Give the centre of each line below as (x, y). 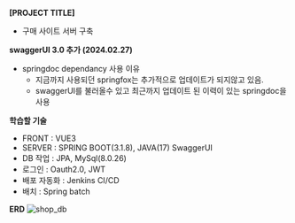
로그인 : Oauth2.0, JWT (64, 169)
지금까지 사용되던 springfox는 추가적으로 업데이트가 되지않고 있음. (149, 80)
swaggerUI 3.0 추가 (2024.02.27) (71, 50)
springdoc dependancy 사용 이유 (81, 69)
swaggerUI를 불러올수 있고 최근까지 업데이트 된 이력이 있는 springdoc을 (161, 91)
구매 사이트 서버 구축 (58, 31)
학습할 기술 (28, 120)
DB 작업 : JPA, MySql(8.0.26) (74, 158)
